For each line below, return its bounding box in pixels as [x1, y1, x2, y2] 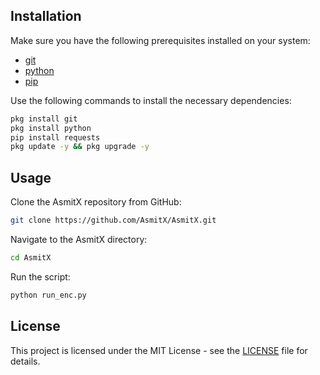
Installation [10, 8, 82, 25]
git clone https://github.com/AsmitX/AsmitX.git [10, 215, 217, 226]
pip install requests [10, 132, 101, 143]
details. [10, 355, 41, 367]
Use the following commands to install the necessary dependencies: [10, 94, 292, 106]
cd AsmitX [10, 253, 52, 263]
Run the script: [10, 270, 71, 283]
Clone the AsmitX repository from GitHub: [10, 196, 182, 208]
